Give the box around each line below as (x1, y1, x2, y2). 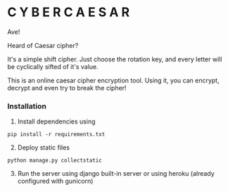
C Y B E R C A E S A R (7, 4, 130, 20)
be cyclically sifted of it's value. (7, 62, 99, 71)
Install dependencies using (17, 117, 96, 126)
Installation (7, 101, 47, 111)
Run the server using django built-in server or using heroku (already (17, 169, 215, 178)
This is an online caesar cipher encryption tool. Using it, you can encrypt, (7, 76, 220, 85)
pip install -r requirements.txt (7, 131, 106, 138)
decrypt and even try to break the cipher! (7, 83, 127, 92)
